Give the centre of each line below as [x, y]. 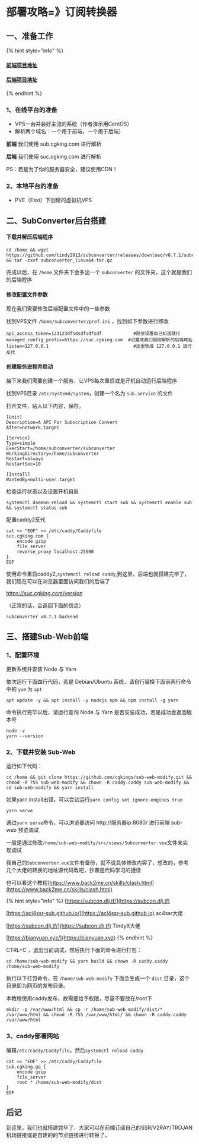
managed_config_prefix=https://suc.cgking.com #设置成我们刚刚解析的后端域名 [99, 340]
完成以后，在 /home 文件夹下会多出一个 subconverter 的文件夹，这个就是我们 [99, 272]
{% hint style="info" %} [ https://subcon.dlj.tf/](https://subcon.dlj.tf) [88, 901]
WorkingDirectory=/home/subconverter [53, 454]
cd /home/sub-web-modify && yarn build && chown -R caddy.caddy [87, 961]
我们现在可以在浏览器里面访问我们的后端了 [58, 582]
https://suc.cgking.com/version [44, 593]
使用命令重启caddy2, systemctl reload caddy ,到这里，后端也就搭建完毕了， [98, 574]
